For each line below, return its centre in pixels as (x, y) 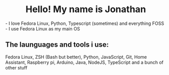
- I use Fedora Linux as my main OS (43, 28)
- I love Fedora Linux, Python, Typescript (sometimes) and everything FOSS (85, 23)
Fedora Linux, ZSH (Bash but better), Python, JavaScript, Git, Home (76, 57)
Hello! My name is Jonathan (86, 9)
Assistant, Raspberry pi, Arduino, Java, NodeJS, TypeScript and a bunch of (84, 62)
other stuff (16, 67)
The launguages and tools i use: (57, 45)
